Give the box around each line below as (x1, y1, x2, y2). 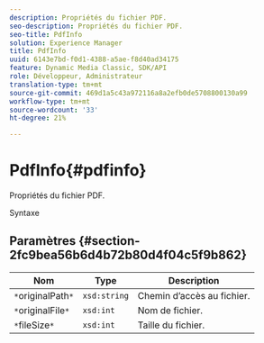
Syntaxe (9, 208, 41, 219)
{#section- (77, 233, 141, 248)
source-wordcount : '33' (9, 105, 99, 114)
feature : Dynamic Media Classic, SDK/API (9, 64, 168, 73)
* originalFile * (14, 303, 70, 316)
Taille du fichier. (137, 319, 205, 331)
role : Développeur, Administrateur (9, 72, 143, 81)
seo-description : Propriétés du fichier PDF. (9, 22, 183, 31)
